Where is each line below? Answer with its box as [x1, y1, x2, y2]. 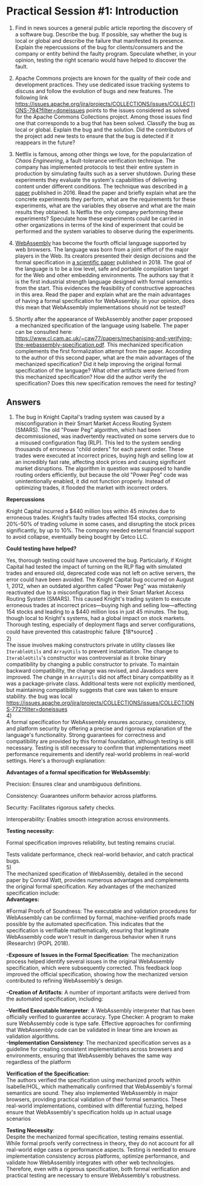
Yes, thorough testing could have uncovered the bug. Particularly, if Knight [6, 557, 192, 564]
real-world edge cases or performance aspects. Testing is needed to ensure [6, 1146, 196, 1153]
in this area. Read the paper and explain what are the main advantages [14, 290, 191, 298]
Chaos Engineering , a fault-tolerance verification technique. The [14, 157, 176, 164]
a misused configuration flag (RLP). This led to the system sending [14, 439, 181, 446]
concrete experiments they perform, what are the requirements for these [14, 195, 196, 203]
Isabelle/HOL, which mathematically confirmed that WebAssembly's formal [6, 1083, 193, 1090]
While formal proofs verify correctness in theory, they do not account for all [6, 1139, 195, 1147]
